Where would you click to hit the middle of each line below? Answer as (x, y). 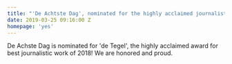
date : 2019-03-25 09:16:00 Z (49, 20)
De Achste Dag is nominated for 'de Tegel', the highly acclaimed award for (113, 46)
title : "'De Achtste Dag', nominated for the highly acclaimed (100, 13)
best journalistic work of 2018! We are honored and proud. (90, 53)
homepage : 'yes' (30, 26)
